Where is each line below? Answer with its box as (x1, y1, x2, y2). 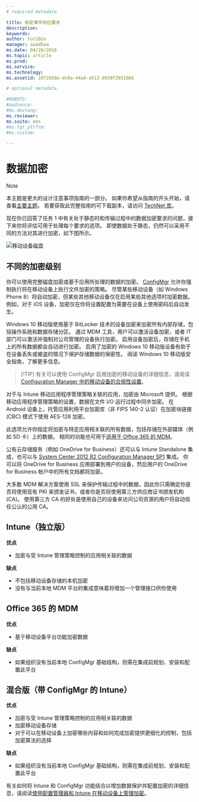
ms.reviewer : (6, 113, 39, 119)
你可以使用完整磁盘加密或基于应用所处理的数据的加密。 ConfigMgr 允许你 (6, 278, 187, 285)
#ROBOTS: (6, 96, 28, 102)
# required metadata (6, 8, 58, 15)
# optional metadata (6, 86, 58, 92)
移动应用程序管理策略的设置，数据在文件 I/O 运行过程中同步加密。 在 (6, 398, 174, 405)
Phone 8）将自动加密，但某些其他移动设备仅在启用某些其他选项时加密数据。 (6, 293, 193, 300)
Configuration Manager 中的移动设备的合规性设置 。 (20, 378, 147, 385)
